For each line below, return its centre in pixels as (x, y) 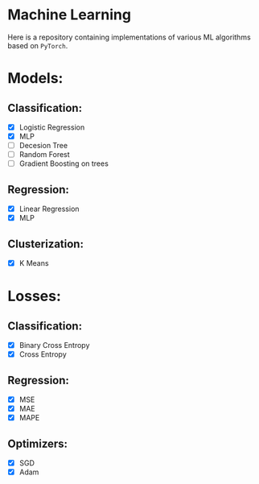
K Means (34, 263)
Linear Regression (49, 209)
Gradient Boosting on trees (64, 163)
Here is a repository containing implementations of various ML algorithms (129, 37)
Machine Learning (70, 15)
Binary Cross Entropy (54, 345)
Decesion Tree (43, 146)
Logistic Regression (52, 127)
